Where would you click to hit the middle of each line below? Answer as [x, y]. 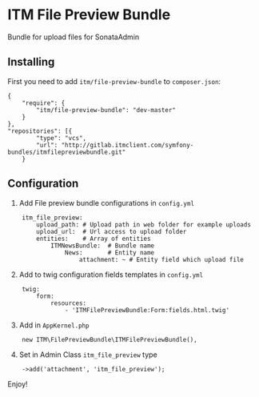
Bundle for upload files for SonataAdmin [74, 37]
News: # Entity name [110, 253]
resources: [68, 303]
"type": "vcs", [62, 138]
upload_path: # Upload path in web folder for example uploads [143, 225]
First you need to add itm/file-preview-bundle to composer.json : [114, 81]
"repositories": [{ [40, 131]
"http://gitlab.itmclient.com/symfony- [128, 145]
